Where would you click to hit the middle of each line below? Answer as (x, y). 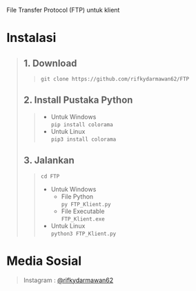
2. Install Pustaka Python (78, 100)
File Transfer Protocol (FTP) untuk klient (63, 10)
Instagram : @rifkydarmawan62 (68, 280)
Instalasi (31, 38)
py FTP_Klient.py (86, 204)
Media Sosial (44, 261)
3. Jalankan (49, 160)
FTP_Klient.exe (83, 219)
